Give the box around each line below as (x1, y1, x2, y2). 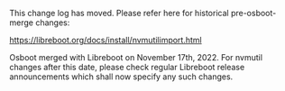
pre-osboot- (230, 8, 277, 18)
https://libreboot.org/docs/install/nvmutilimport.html (9, 35, 202, 45)
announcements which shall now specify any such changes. (9, 71, 234, 82)
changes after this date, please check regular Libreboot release (9, 62, 245, 72)
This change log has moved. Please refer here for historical (9, 8, 229, 18)
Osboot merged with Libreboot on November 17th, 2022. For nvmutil (9, 52, 263, 62)
